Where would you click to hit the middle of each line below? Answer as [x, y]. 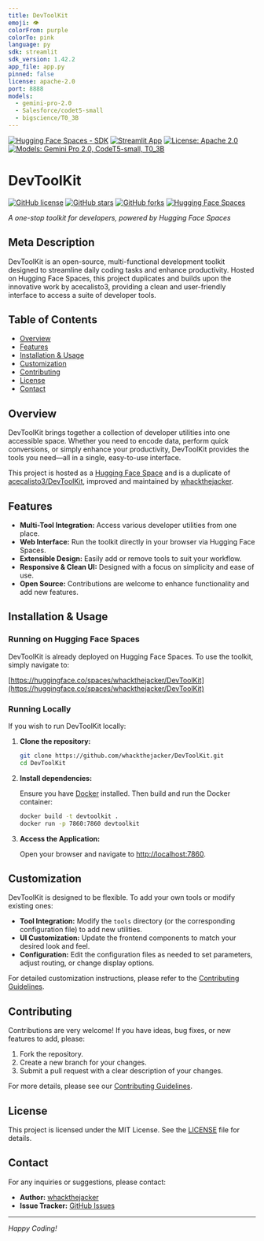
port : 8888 [26, 89]
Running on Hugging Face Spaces [74, 639]
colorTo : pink [31, 37]
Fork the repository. [51, 1054]
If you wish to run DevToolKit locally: [67, 726]
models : [21, 96]
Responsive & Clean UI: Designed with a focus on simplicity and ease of [137, 567]
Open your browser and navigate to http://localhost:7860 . [113, 854]
